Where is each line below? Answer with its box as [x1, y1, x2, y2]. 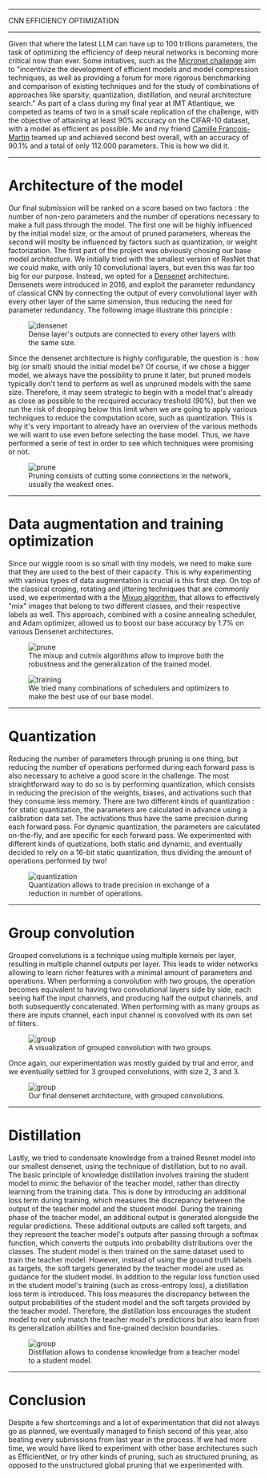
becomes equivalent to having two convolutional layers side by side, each [8, 985, 252, 994]
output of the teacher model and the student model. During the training [8, 1203, 243, 1214]
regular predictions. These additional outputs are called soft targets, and [8, 1221, 247, 1230]
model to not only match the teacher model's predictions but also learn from [8, 1315, 260, 1324]
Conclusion [8, 1391, 86, 1409]
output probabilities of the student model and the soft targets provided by [8, 1297, 251, 1307]
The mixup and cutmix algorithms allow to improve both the [28, 650, 224, 660]
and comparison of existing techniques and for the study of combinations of [8, 82, 259, 91]
